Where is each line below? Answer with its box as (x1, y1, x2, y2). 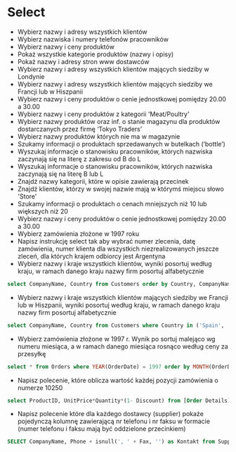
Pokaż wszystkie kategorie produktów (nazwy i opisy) (17, 50, 174, 58)
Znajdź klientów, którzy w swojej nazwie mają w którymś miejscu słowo (17, 184, 225, 193)
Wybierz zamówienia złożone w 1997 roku (17, 230, 140, 238)
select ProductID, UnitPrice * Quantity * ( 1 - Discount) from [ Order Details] (7, 397, 231, 404)
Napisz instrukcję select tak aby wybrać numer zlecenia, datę (17, 237, 196, 245)
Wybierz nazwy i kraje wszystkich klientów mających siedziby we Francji (17, 293, 228, 301)
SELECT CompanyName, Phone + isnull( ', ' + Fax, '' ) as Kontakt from (7, 438, 216, 446)
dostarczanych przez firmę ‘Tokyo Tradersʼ (17, 125, 143, 133)
